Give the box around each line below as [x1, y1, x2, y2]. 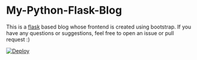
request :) [6, 36, 30, 43]
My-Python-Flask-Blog [6, 4, 122, 17]
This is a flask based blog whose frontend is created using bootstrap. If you [6, 23, 192, 30]
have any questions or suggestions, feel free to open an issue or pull [6, 29, 174, 36]
